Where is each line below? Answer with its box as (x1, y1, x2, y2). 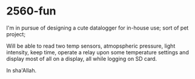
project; (6, 30, 26, 37)
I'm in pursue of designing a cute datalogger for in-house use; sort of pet (6, 24, 189, 31)
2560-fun (6, 4, 56, 18)
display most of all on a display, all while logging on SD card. (6, 55, 157, 62)
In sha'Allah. (6, 66, 37, 74)
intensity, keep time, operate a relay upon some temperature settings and (6, 48, 189, 55)
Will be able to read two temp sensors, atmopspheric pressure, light (6, 42, 176, 49)
